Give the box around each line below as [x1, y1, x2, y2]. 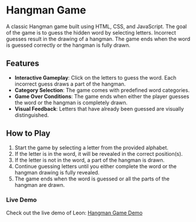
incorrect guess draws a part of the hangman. [14, 80, 126, 87]
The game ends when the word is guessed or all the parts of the [14, 175, 170, 182]
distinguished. [14, 111, 49, 118]
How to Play [6, 128, 51, 138]
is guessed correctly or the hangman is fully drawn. [6, 42, 131, 49]
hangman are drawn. [14, 181, 65, 188]
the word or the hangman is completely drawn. [14, 99, 128, 106]
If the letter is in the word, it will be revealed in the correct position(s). [14, 150, 183, 157]
